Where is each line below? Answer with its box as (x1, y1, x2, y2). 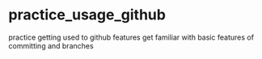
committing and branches (8, 40, 95, 50)
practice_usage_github (8, 6, 166, 24)
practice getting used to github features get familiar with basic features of (8, 32, 255, 42)
